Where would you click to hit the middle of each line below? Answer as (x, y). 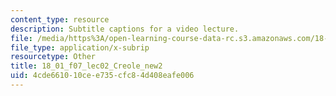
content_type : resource (60, 19)
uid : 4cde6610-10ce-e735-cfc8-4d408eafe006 (102, 76)
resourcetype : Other (53, 57)
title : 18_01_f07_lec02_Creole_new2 (86, 66)
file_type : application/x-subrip (80, 47)
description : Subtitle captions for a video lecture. (125, 29)
